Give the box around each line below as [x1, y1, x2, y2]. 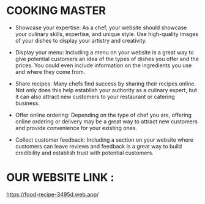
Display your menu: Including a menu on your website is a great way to [15, 48, 194, 56]
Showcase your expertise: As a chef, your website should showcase [15, 24, 187, 31]
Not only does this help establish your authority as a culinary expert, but [15, 86, 198, 93]
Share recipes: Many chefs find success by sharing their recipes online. [15, 80, 196, 87]
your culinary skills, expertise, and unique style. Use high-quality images [15, 30, 199, 37]
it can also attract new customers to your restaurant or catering [15, 93, 176, 100]
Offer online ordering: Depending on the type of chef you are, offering [15, 111, 192, 118]
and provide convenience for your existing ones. [15, 124, 138, 131]
